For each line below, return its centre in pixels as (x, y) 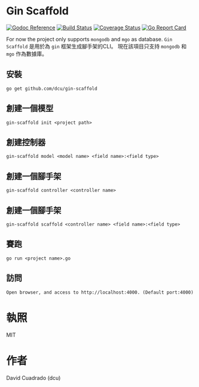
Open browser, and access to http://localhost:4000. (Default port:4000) (100, 292)
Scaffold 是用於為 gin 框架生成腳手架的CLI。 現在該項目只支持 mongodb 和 (97, 46)
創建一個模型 (30, 109)
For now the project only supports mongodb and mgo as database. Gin (89, 39)
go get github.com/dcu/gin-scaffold (52, 89)
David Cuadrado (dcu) (33, 377)
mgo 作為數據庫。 (27, 54)
